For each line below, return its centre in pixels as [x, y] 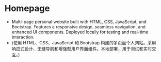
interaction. [23, 37]
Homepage [27, 8]
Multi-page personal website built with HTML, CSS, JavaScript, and [79, 22]
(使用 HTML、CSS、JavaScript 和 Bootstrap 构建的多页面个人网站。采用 [84, 43]
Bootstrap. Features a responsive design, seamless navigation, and [79, 26]
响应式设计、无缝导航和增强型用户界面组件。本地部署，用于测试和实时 [82, 49]
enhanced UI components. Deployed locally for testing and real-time [80, 32]
